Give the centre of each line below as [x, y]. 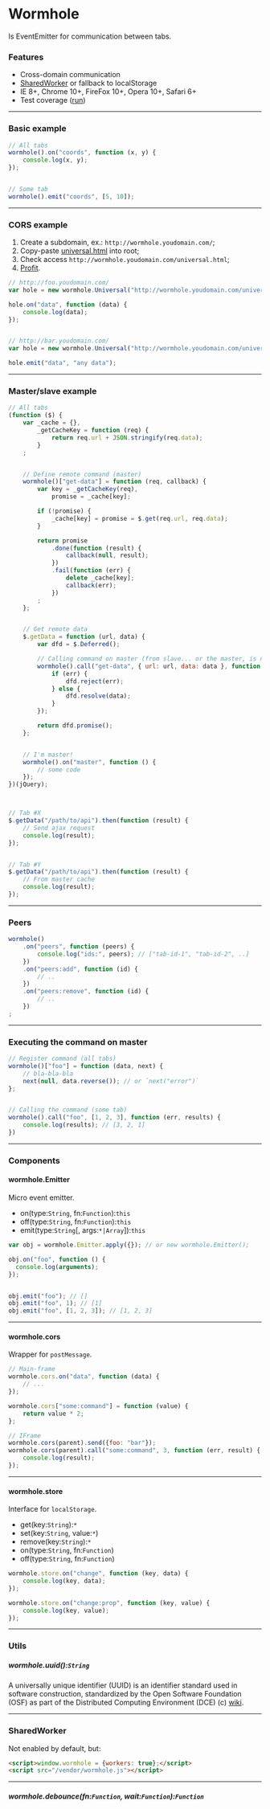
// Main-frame [32, 1369]
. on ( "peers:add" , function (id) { [80, 969]
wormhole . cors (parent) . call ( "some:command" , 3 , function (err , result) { [135, 1451]
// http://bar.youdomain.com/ [59, 341]
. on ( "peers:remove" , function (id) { [86, 992]
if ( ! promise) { [64, 511]
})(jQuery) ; [28, 784]
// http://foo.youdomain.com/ [59, 283]
